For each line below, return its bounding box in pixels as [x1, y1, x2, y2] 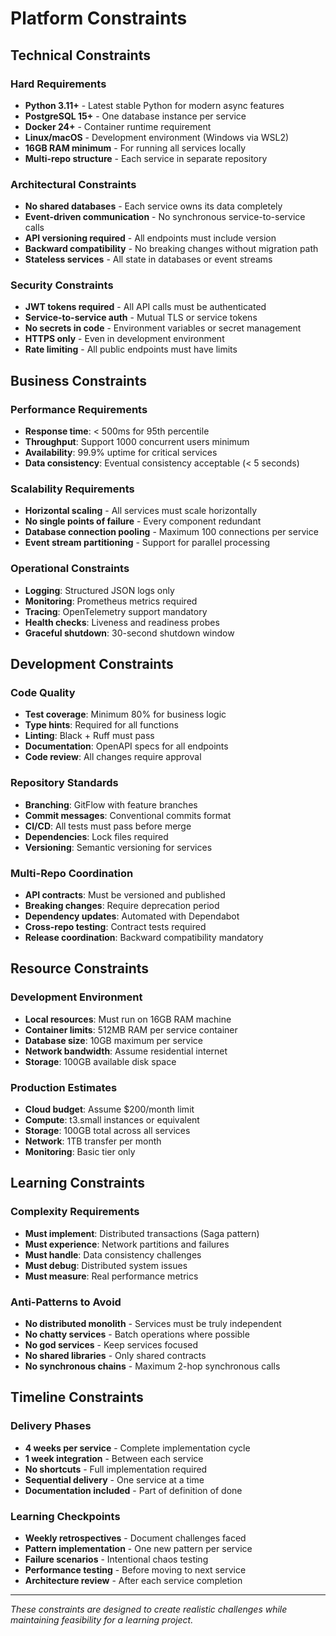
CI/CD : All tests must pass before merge [24, 820, 192, 832]
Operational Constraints [10, 562, 130, 576]
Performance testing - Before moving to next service [24, 1563, 247, 1576]
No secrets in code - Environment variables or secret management [24, 322, 302, 334]
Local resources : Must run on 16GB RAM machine [24, 1013, 232, 1025]
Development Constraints [10, 656, 174, 673]
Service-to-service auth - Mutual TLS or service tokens [24, 312, 258, 324]
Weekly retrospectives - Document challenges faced [24, 1532, 247, 1544]
